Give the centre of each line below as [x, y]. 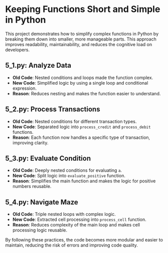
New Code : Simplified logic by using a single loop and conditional [80, 83]
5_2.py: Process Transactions [53, 109]
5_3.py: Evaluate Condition [48, 158]
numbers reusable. [32, 186]
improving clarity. [30, 143]
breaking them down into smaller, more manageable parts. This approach [81, 39]
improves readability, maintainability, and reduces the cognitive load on [78, 44]
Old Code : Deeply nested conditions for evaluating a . [67, 170]
